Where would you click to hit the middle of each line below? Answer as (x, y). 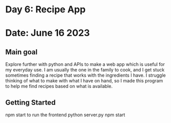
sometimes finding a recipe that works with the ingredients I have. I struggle (85, 75)
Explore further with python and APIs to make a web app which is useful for (85, 64)
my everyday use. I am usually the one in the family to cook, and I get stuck (85, 70)
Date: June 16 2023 (47, 33)
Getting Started (31, 102)
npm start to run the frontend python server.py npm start (65, 115)
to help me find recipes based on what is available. (59, 86)
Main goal (21, 52)
